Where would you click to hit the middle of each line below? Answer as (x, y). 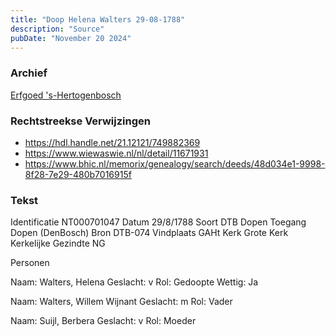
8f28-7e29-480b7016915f (78, 174)
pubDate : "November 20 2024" (71, 38)
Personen (30, 263)
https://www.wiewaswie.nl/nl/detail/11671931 (116, 153)
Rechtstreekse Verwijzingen (80, 121)
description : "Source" (57, 29)
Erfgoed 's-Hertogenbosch (66, 95)
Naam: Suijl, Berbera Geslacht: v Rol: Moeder (103, 321)
